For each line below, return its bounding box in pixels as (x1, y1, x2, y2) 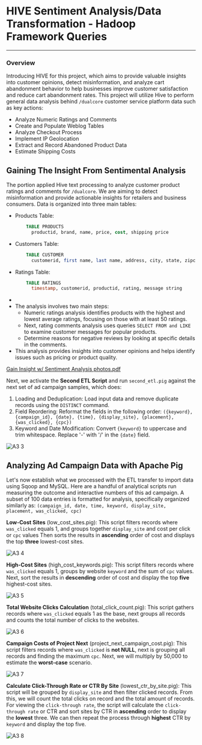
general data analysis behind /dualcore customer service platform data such (6, 98, 196, 105)
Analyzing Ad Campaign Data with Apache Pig (6, 460, 183, 470)
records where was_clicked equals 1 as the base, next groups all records (6, 610, 185, 618)
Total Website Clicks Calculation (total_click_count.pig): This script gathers (6, 604, 194, 611)
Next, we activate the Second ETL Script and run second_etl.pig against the (6, 377, 196, 384)
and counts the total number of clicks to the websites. (6, 616, 139, 624)
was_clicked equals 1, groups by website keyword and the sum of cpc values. (6, 568, 194, 575)
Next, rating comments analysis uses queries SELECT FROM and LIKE (23, 322, 191, 329)
